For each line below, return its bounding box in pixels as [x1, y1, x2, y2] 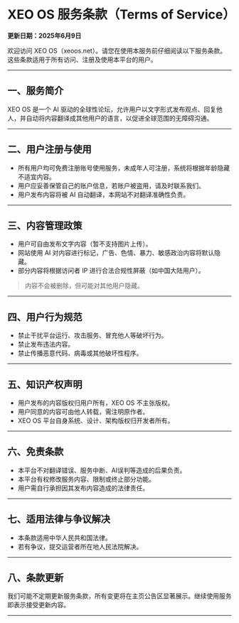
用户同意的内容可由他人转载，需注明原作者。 [17, 408, 149, 416]
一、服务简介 [7, 85, 64, 97]
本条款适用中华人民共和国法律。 [17, 533, 112, 542]
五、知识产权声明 [7, 378, 83, 391]
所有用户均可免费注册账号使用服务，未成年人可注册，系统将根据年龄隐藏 [17, 163, 230, 172]
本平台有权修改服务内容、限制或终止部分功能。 [17, 475, 155, 483]
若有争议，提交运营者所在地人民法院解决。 [17, 542, 143, 551]
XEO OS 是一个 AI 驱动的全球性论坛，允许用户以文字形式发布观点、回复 [7, 104, 217, 114]
